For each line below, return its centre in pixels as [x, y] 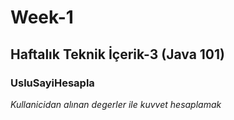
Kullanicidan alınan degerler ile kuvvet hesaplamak [116, 104]
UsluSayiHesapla [52, 83]
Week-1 [42, 17]
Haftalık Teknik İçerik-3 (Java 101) [117, 54]
